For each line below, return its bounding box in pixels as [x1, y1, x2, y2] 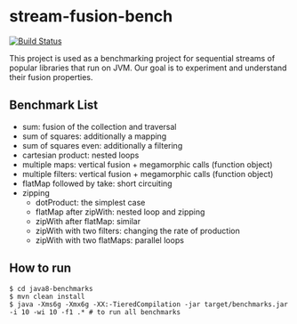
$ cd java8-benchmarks [9, 284, 93, 293]
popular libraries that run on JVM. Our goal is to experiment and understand [9, 62, 287, 73]
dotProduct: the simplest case [35, 197, 146, 207]
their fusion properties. [9, 71, 93, 82]
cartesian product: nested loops [21, 150, 140, 160]
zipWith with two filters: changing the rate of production [35, 225, 240, 236]
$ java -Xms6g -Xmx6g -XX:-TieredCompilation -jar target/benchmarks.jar [9, 300, 289, 309]
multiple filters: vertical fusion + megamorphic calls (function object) [21, 168, 274, 179]
